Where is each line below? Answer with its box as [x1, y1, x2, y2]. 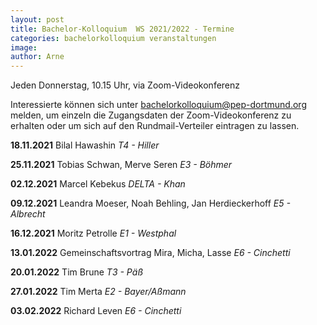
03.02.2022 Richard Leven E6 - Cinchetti [10, 305, 182, 317]
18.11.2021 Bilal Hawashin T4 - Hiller [10, 139, 160, 151]
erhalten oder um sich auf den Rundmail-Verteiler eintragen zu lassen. [10, 120, 300, 132]
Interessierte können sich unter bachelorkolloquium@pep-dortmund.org [10, 99, 307, 111]
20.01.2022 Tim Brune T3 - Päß [10, 266, 144, 278]
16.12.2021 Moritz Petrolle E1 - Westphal [10, 227, 177, 240]
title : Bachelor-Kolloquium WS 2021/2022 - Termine [10, 24, 235, 34]
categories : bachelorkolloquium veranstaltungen [10, 33, 217, 43]
